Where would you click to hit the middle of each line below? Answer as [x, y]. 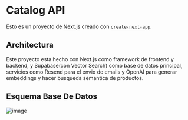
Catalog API [36, 10]
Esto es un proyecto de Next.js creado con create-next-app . [79, 26]
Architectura [30, 45]
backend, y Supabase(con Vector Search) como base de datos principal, [94, 65]
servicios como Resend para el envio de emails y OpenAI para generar [92, 72]
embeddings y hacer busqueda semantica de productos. [75, 78]
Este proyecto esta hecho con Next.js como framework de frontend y [90, 59]
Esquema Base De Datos [52, 97]
